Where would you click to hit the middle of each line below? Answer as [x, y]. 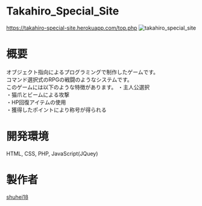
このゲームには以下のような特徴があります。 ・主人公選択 [78, 87]
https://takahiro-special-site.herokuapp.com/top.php [72, 28]
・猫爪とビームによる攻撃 [38, 94]
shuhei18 [17, 197]
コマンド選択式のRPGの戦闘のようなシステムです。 [69, 79]
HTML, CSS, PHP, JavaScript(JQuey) [52, 153]
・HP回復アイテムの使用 [36, 102]
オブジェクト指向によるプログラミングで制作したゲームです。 [82, 72]
